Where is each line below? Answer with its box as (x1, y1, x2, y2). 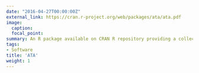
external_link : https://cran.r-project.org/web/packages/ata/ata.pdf (6, 14, 182, 20)
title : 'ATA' (6, 52, 38, 58)
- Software (6, 47, 33, 53)
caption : (11, 25, 33, 31)
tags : (6, 42, 20, 48)
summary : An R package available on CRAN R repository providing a (6, 36, 176, 42)
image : (6, 19, 23, 25)
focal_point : (11, 31, 44, 36)
